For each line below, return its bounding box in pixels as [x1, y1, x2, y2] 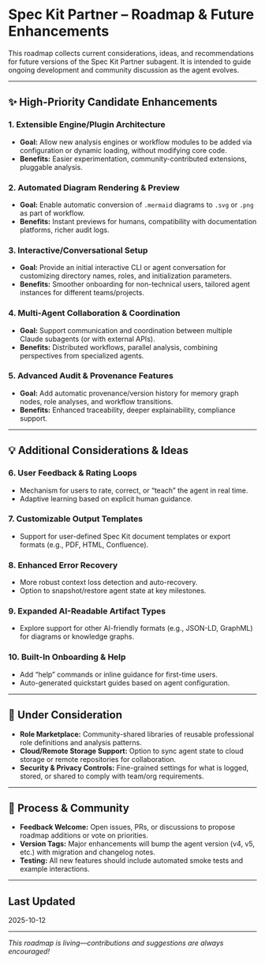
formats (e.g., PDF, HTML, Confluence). [19, 539, 149, 550]
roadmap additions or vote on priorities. [19, 831, 148, 840]
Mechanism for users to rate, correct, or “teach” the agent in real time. [19, 486, 248, 495]
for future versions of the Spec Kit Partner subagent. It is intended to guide [8, 57, 252, 66]
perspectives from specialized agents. [19, 351, 144, 360]
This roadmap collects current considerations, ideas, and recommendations [8, 48, 254, 58]
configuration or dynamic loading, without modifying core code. [19, 145, 227, 155]
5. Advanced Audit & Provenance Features [8, 370, 174, 381]
